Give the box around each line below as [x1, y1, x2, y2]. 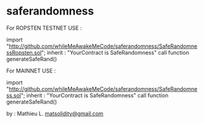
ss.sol [6, 91, 21, 99]
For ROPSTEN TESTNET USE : [6, 24, 82, 32]
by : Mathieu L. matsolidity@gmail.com [6, 110, 104, 117]
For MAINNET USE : [6, 67, 56, 74]
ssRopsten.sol [6, 48, 42, 56]
